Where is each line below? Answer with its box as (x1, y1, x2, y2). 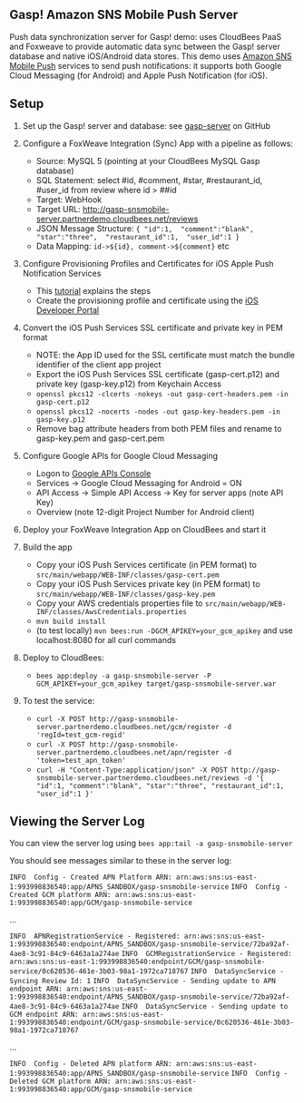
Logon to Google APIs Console (35, 467, 152, 479)
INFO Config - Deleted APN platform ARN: (9, 1059, 172, 1069)
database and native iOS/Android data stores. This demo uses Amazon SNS (9, 50, 292, 62)
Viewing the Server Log (9, 814, 145, 829)
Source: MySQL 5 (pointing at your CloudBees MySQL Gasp (35, 155, 260, 166)
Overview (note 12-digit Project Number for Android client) (35, 506, 256, 517)
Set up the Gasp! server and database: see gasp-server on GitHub (22, 120, 270, 131)
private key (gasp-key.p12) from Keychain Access (35, 378, 222, 389)
